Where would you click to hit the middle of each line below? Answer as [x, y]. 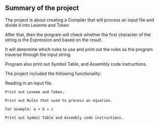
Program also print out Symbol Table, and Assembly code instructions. [76, 64]
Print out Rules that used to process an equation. [59, 100]
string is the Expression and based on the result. [54, 40]
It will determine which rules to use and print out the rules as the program [79, 49]
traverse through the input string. [38, 54]
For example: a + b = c [29, 109]
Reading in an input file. [29, 83]
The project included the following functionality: [53, 74]
